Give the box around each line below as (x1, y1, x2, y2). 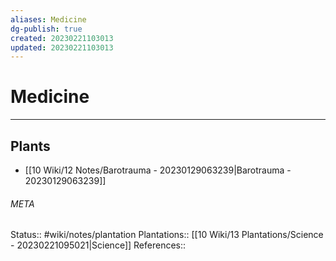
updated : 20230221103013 (10, 42, 114, 53)
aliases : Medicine (10, 14, 87, 25)
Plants (10, 137, 51, 155)
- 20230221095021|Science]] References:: (10, 239, 187, 251)
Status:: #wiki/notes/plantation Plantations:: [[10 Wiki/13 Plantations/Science (10, 229, 324, 241)
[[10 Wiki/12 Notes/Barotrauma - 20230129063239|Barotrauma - (24, 164, 292, 176)
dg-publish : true (10, 24, 83, 34)
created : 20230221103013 (10, 33, 114, 43)
